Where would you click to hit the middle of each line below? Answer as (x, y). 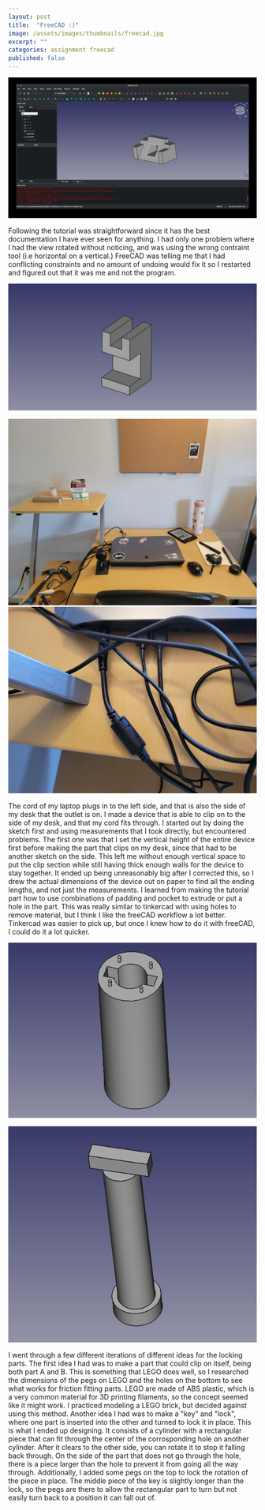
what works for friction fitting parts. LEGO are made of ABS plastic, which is (131, 1388)
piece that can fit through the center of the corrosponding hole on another (129, 1439)
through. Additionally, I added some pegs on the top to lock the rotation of (128, 1472)
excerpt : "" (28, 42)
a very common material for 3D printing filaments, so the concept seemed (128, 1396)
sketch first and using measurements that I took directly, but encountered (127, 831)
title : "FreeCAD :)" (44, 25)
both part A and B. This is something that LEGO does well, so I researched (129, 1371)
